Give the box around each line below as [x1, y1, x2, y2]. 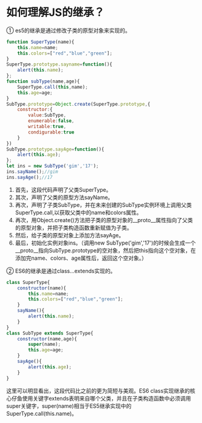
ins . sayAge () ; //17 [6, 174, 53, 180]
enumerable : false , [28, 118, 75, 124]
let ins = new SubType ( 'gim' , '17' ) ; [6, 163, 99, 169]
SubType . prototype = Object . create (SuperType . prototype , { [6, 101, 150, 107]
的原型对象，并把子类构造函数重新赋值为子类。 [15, 224, 132, 231]
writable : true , [28, 124, 67, 130]
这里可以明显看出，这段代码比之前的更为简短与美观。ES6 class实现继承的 [6, 387, 190, 394]
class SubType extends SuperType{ [6, 330, 94, 336]
